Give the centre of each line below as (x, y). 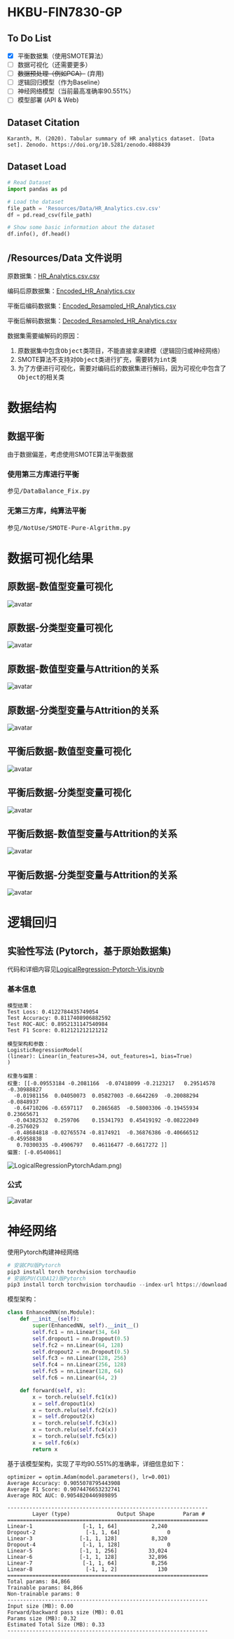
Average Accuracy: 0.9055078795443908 (64, 1483)
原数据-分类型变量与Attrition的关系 (83, 710)
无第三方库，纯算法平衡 (47, 511)
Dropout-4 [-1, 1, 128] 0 (89, 1544)
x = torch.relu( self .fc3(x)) (75, 1423)
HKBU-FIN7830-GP (65, 12)
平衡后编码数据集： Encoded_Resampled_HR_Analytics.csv (92, 306)
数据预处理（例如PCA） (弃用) (61, 74)
